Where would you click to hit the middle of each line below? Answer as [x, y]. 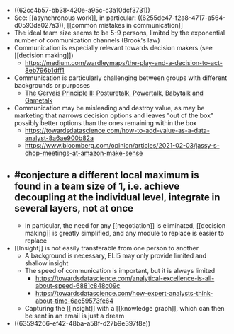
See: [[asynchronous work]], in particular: [75, 18]
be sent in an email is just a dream [74, 316]
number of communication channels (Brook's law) [87, 40]
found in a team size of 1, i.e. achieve [97, 186]
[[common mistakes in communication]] [125, 25]
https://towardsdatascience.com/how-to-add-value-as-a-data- [117, 131]
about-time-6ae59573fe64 [74, 301]
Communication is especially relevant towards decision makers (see [113, 48]
